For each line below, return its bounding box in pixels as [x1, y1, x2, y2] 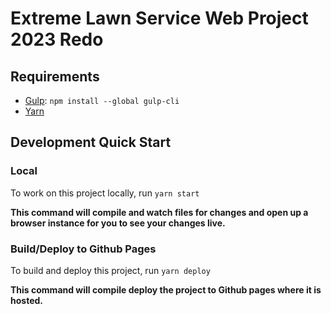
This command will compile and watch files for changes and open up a [10, 206, 309, 218]
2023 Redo [10, 28, 104, 51]
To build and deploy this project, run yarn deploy [10, 264, 211, 276]
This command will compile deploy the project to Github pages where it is [10, 283, 322, 296]
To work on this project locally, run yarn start [10, 187, 200, 199]
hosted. [10, 294, 43, 306]
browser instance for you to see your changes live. [10, 217, 226, 229]
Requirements [10, 68, 100, 85]
